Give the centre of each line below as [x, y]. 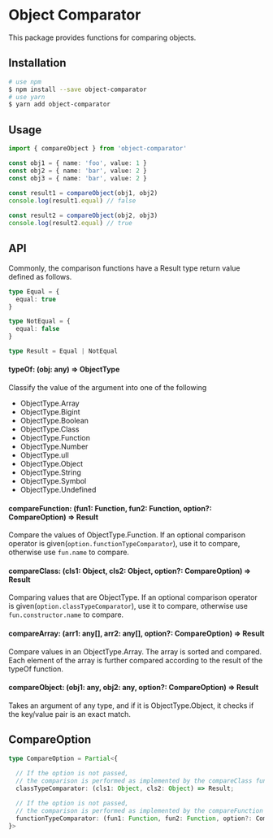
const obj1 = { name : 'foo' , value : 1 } [78, 163]
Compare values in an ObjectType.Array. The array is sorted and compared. [135, 651]
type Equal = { [34, 291]
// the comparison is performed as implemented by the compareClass [134, 781]
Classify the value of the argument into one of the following [108, 388]
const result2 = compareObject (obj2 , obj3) [83, 216]
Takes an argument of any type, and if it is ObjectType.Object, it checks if [131, 706]
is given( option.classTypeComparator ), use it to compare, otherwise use [128, 606]
